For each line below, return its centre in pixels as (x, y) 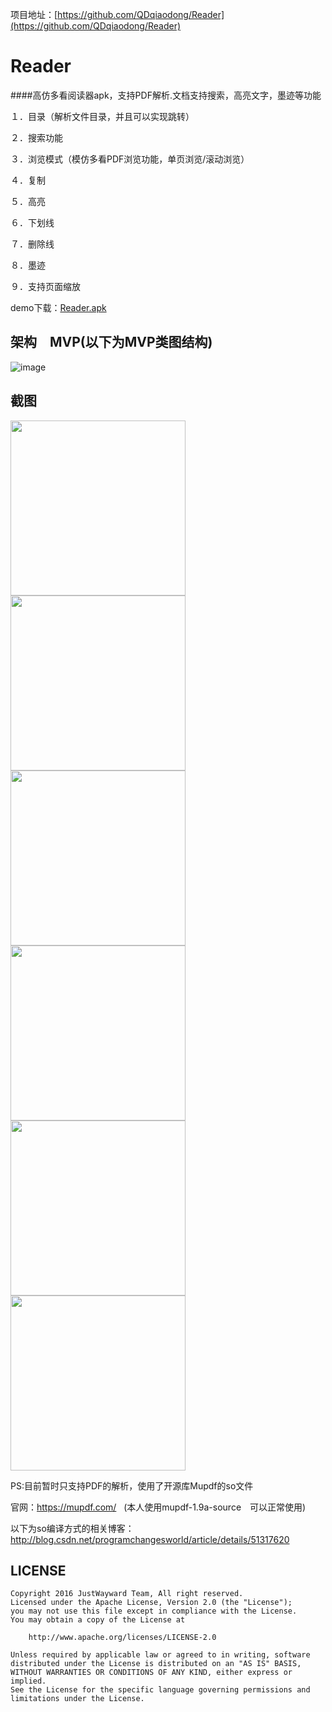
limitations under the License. (77, 1699)
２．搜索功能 (36, 137)
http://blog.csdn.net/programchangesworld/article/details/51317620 (150, 1539)
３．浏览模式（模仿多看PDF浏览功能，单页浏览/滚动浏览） (130, 159)
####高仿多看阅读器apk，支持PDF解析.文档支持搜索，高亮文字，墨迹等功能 (166, 95)
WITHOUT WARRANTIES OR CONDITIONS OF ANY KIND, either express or (151, 1673)
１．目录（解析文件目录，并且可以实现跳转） (102, 116)
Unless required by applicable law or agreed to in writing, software (160, 1655)
